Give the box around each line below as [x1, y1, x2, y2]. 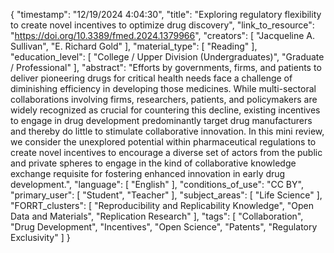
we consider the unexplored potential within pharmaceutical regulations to [10, 136, 317, 148]
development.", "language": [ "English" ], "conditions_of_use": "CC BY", [10, 179, 304, 190]
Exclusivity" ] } [10, 232, 71, 243]
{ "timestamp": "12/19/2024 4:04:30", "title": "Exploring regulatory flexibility [10, 9, 322, 20]
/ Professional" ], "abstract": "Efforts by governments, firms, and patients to [10, 62, 322, 73]
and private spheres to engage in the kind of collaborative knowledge [10, 157, 297, 169]
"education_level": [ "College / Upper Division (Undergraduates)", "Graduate [10, 51, 325, 63]
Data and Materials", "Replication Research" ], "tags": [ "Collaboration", [10, 210, 304, 222]
